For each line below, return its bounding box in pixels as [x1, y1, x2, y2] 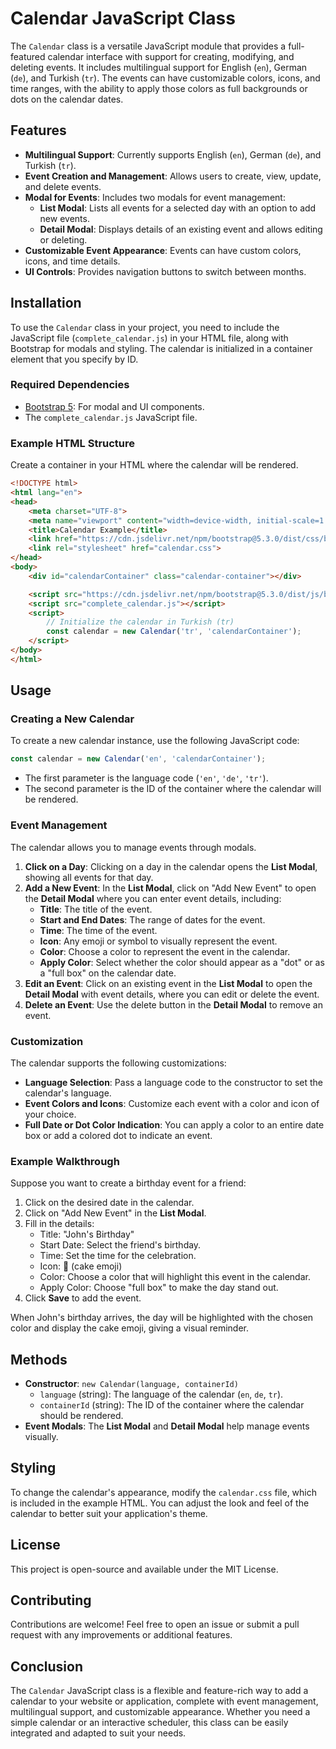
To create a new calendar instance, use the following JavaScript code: [10, 735, 300, 747]
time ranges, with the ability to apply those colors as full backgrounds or [10, 82, 308, 94]
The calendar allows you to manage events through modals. [10, 841, 257, 853]
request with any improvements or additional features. [10, 1629, 233, 1641]
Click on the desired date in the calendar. [24, 1197, 195, 1209]
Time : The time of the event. [39, 924, 158, 936]
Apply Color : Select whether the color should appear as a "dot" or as [39, 956, 325, 968]
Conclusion [10, 1658, 84, 1675]
